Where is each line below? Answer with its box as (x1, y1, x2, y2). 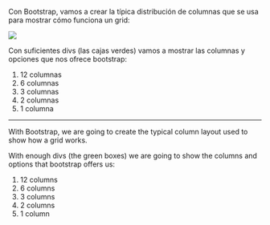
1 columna (19, 104, 54, 113)
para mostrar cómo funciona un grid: (8, 15, 130, 25)
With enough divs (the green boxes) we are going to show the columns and (8, 151, 257, 160)
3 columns (19, 192, 55, 201)
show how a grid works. (8, 135, 88, 145)
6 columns (19, 183, 55, 193)
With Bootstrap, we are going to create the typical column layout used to (8, 127, 248, 136)
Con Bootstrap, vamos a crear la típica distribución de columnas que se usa (8, 7, 259, 16)
